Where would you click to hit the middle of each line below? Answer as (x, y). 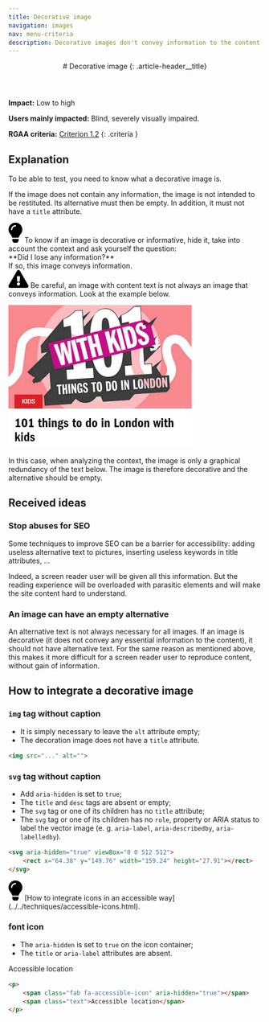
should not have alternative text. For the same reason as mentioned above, (132, 649)
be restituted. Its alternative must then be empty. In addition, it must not (126, 203)
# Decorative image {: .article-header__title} (135, 66)
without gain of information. (54, 666)
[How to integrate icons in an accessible (90, 897)
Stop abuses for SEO (49, 526)
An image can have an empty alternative (89, 614)
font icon (26, 927)
